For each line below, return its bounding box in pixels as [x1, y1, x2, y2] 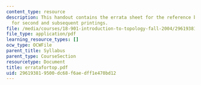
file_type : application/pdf [6, 31, 77, 37]
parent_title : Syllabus [6, 48, 66, 54]
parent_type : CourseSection [6, 53, 77, 59]
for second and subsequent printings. [11, 20, 109, 26]
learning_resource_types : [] [6, 37, 79, 42]
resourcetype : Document [6, 59, 66, 65]
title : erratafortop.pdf [6, 64, 68, 71]
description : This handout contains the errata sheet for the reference [6, 14, 191, 20]
